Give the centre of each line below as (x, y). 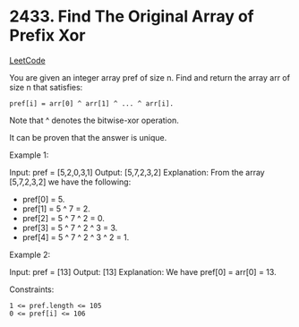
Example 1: (29, 155)
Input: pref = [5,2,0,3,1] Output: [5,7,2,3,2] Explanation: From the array (137, 172)
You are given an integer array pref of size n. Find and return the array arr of (150, 77)
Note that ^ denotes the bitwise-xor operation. (94, 120)
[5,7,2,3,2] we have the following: (70, 182)
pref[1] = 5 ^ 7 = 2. (56, 209)
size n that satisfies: (46, 87)
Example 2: (30, 254)
